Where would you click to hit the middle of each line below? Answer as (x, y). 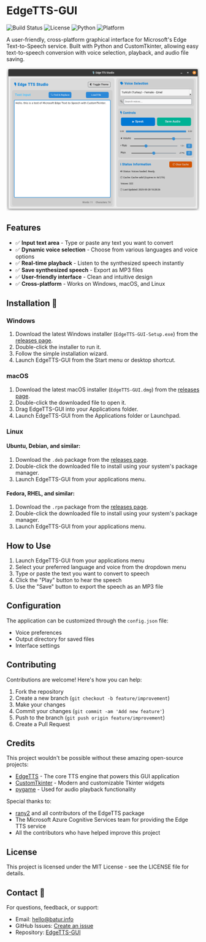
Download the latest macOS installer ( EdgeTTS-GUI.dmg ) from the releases (107, 389)
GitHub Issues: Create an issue (54, 925)
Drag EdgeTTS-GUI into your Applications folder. (77, 409)
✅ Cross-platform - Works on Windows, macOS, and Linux (90, 283)
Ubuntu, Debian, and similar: (44, 446)
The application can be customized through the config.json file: (87, 621)
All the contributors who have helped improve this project (88, 833)
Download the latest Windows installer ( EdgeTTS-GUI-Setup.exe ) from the (106, 334)
